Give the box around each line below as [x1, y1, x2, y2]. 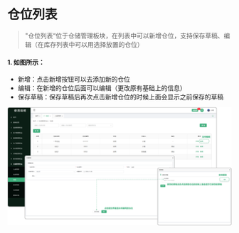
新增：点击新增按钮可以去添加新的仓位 [17, 75, 130, 84]
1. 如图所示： [7, 58, 45, 66]
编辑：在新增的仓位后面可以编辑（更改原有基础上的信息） [17, 84, 186, 92]
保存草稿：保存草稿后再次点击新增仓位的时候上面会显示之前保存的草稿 [17, 93, 224, 102]
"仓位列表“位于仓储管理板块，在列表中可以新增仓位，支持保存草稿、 [24, 31, 224, 40]
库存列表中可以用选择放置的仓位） [43, 40, 144, 48]
